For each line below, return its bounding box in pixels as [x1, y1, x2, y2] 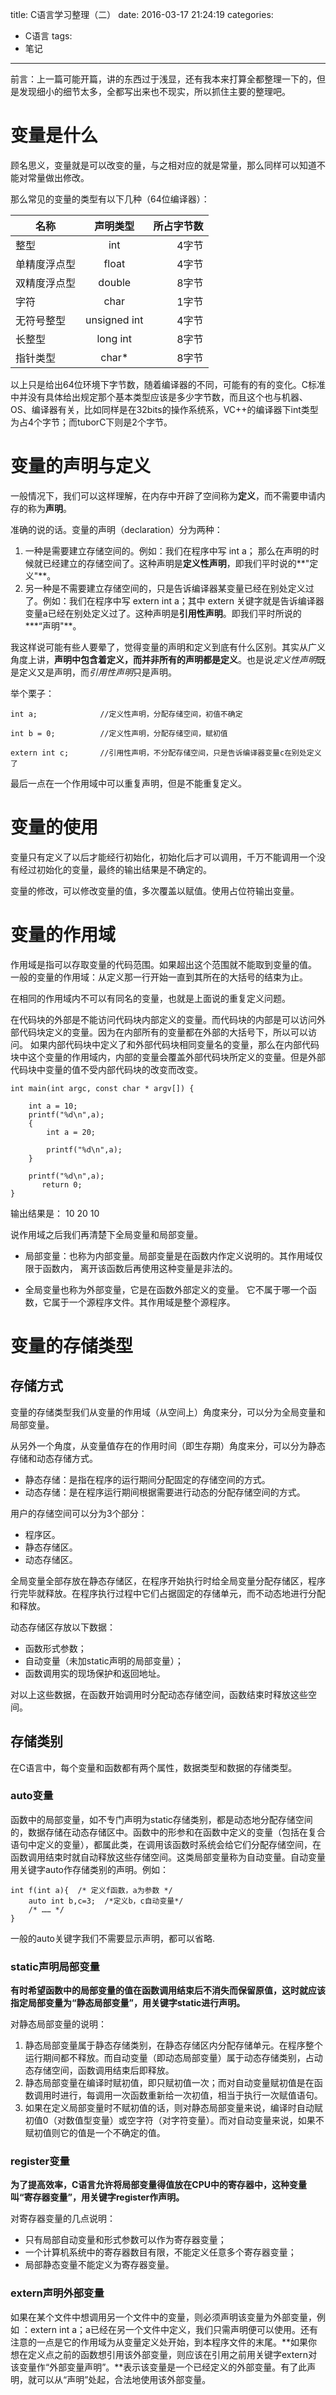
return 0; [41, 1179, 83, 1190]
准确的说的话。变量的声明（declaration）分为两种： [10, 523, 223, 535]
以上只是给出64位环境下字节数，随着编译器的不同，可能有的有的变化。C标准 [10, 378, 326, 390]
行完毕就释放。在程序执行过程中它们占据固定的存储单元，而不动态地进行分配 [10, 1587, 326, 1599]
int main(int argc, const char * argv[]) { [10, 1083, 195, 1093]
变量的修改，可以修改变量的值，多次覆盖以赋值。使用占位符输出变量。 [10, 884, 300, 897]
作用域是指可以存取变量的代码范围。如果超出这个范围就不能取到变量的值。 [10, 958, 317, 970]
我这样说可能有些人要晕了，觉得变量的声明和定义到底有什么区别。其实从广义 [10, 641, 326, 653]
